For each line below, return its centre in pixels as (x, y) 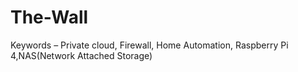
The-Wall (49, 17)
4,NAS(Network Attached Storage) (81, 55)
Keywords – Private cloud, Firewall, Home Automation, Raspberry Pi (149, 45)
